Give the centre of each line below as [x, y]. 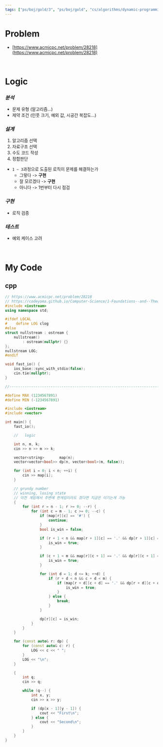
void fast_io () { [23, 364]
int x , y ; [41, 695]
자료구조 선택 [24, 147]
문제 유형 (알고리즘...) [33, 109]
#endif [12, 355]
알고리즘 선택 [24, 141]
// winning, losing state [40, 493]
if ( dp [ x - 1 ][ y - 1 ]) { [56, 709]
